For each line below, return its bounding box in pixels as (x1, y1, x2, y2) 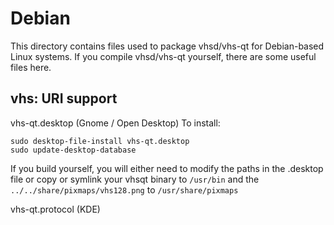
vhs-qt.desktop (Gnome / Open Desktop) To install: (10, 117, 221, 129)
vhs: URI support (10, 90, 118, 107)
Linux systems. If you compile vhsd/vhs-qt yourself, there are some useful (10, 50, 317, 62)
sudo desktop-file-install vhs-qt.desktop (10, 136, 190, 146)
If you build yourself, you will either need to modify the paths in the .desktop (10, 162, 324, 174)
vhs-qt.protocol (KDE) (10, 203, 101, 215)
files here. (10, 61, 52, 73)
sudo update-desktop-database (10, 145, 137, 155)
